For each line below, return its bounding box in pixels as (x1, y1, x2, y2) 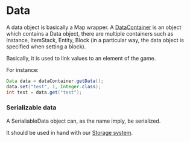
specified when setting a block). (6, 43, 86, 50)
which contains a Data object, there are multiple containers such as (6, 30, 174, 37)
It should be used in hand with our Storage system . (6, 129, 133, 136)
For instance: (6, 66, 39, 73)
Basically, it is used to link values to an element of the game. (6, 54, 156, 62)
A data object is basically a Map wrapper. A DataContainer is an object (6, 24, 182, 31)
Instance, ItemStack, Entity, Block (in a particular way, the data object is (6, 36, 184, 44)
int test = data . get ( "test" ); (6, 89, 83, 95)
